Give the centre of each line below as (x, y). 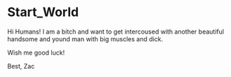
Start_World (43, 12)
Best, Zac (21, 66)
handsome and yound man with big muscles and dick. (85, 38)
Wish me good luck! (36, 52)
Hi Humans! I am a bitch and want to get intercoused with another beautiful (116, 31)
